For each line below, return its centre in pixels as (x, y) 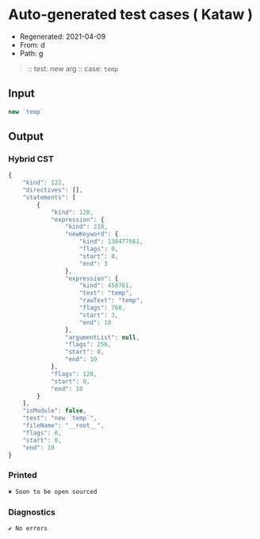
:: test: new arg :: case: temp (73, 68)
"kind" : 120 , (72, 212)
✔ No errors (28, 528)
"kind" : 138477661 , (111, 242)
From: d (32, 44)
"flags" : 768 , (102, 308)
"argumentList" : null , (102, 337)
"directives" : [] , (53, 190)
